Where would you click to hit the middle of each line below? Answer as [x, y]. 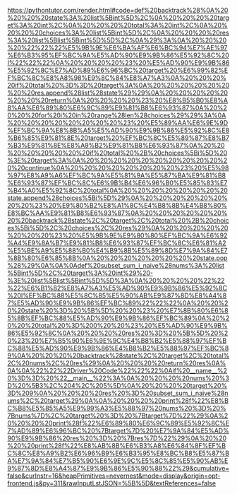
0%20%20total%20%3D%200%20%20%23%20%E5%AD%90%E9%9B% [117, 325]
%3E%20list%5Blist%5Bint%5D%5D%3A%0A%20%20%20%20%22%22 [116, 281]
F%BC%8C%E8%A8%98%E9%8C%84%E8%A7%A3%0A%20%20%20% [117, 78]
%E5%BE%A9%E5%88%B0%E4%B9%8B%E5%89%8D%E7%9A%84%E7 [117, 251]
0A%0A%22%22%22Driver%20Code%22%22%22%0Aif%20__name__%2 [117, 371]
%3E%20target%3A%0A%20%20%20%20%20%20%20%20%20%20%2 [117, 160]
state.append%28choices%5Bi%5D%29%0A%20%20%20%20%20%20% [117, 198]
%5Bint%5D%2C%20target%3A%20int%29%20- [80, 273]
